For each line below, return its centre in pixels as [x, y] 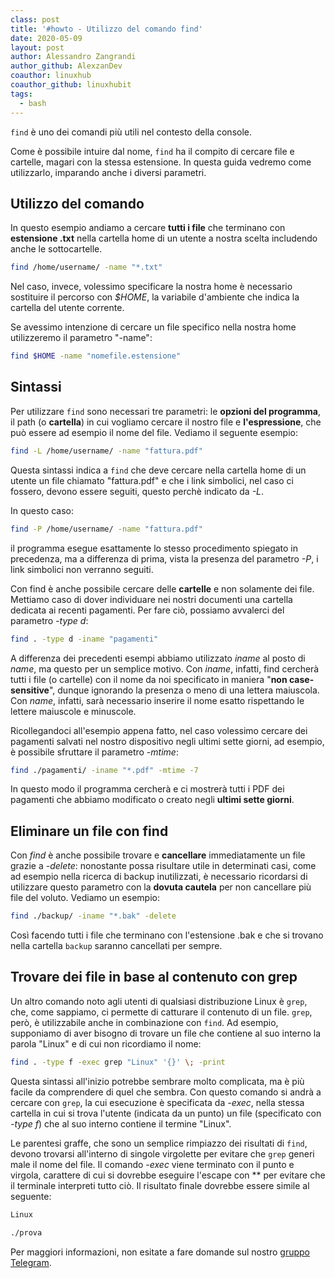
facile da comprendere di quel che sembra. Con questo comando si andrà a [166, 1092]
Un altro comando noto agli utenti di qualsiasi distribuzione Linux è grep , [159, 1001]
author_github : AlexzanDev [66, 66]
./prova [26, 1232]
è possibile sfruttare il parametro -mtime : [94, 752]
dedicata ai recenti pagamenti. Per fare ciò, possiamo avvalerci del [147, 610]
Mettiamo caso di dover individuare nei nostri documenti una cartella [151, 599]
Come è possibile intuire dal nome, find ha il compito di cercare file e [152, 151]
